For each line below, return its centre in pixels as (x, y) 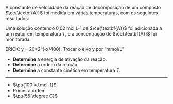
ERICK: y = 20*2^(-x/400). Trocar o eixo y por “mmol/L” (65, 49)
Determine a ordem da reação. (46, 65)
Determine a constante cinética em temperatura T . (67, 70)
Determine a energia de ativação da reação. (60, 59)
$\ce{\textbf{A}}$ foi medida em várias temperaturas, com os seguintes (82, 13)
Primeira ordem (29, 90)
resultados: (17, 18)
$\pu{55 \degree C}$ (35, 96)
